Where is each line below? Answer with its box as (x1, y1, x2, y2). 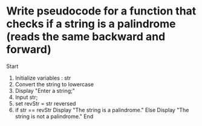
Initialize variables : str (15, 74, 71, 81)
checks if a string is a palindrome (6, 17, 177, 31)
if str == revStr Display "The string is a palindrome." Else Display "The (15, 106, 189, 113)
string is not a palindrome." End (15, 113, 94, 120)
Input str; (15, 93, 38, 101)
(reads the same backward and (6, 30, 166, 43)
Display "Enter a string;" (15, 87, 76, 94)
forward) (6, 43, 51, 57)
